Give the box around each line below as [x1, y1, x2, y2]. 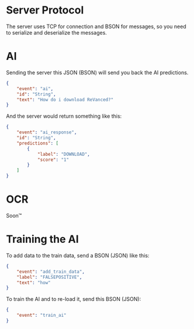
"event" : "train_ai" [16, 313, 67, 318]
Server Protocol [6, 4, 84, 17]
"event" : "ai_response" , [16, 129, 77, 135]
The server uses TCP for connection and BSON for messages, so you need [6, 23, 186, 30]
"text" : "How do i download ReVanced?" [16, 97, 114, 102]
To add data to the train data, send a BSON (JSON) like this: [6, 252, 150, 259]
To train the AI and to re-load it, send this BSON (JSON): [6, 296, 141, 303]
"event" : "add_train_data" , [16, 269, 85, 275]
